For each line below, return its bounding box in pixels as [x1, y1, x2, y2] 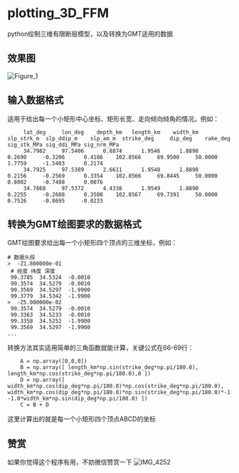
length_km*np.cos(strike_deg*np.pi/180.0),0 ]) [7, 370, 152, 378]
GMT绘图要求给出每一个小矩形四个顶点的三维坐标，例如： [7, 239, 178, 247]
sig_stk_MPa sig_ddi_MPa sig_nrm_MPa [7, 141, 119, 148]
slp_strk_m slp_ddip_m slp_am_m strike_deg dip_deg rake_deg [7, 135, 231, 142]
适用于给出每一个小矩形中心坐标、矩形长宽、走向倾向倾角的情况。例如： [7, 114, 219, 123]
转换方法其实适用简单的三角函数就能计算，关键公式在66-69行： [7, 343, 194, 352]
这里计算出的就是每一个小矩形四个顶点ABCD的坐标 [7, 415, 156, 423]
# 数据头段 [7, 254, 36, 261]
